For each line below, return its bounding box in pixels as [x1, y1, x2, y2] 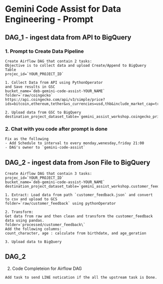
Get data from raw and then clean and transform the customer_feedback [5, 213, 153, 219]
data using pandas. [5, 218, 45, 223]
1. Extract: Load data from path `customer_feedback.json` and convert [5, 192, 153, 197]
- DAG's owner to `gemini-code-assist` [5, 145, 86, 150]
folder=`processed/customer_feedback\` [5, 222, 86, 227]
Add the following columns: [5, 227, 62, 231]
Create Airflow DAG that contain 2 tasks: [5, 58, 92, 64]
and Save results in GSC [5, 84, 55, 89]
